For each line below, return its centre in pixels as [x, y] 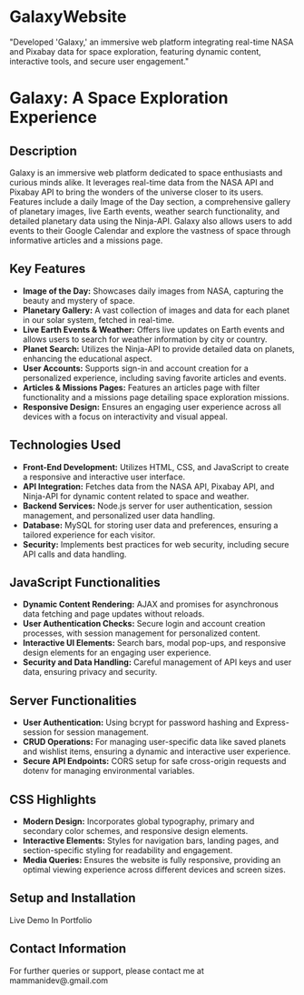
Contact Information [68, 949]
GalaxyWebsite [68, 17]
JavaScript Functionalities [85, 583]
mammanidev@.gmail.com [59, 980]
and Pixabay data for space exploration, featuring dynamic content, [135, 51]
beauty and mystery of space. [78, 300]
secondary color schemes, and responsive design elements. [135, 831]
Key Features [48, 269]
